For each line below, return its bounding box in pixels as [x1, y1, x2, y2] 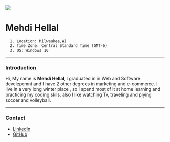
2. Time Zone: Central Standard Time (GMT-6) [10, 43, 108, 48]
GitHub [12, 131, 28, 137]
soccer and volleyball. [5, 97, 51, 103]
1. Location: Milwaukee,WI [10, 38, 67, 44]
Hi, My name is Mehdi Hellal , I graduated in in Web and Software [5, 76, 141, 82]
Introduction [5, 64, 36, 71]
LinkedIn [12, 126, 31, 132]
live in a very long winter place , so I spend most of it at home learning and [5, 86, 161, 92]
